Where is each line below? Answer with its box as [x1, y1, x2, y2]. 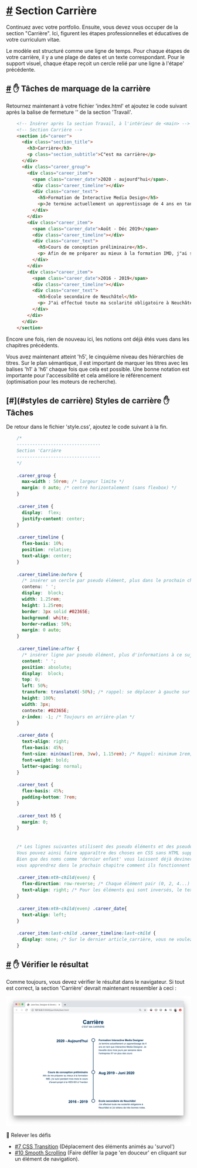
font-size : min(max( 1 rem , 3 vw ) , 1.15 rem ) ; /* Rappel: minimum [21, 751, 177, 757]
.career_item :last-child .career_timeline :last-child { [16, 930, 157, 936]
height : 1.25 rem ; [21, 602, 64, 608]
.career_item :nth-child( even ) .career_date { [16, 905, 127, 912]
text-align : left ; [21, 912, 67, 918]
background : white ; [21, 615, 69, 621]
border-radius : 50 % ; [21, 621, 72, 627]
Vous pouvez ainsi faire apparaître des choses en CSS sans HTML [16, 849, 180, 856]
